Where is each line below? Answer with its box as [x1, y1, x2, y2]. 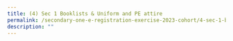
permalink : [7, 17, 39, 24]
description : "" [7, 23, 54, 30]
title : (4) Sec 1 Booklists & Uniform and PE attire [7, 10, 163, 17]
